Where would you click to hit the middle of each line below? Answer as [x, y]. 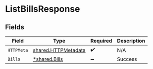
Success [127, 59]
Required [101, 41]
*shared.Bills [48, 59]
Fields [15, 27]
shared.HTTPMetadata [59, 50]
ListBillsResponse [43, 9]
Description [131, 41]
